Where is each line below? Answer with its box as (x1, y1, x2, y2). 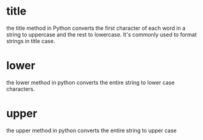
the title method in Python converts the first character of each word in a (6, 24, 186, 32)
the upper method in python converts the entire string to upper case (6, 127, 177, 134)
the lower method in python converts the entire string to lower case (6, 79, 175, 86)
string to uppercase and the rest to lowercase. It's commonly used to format (6, 30, 197, 38)
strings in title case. (6, 37, 56, 44)
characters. (6, 85, 35, 93)
